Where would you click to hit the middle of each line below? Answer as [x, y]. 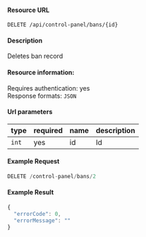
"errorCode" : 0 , [37, 214]
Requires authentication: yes [49, 88]
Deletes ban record [35, 56]
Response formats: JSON [42, 96]
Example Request [34, 161]
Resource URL [29, 10]
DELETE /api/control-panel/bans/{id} [63, 25]
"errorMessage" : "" [42, 220]
